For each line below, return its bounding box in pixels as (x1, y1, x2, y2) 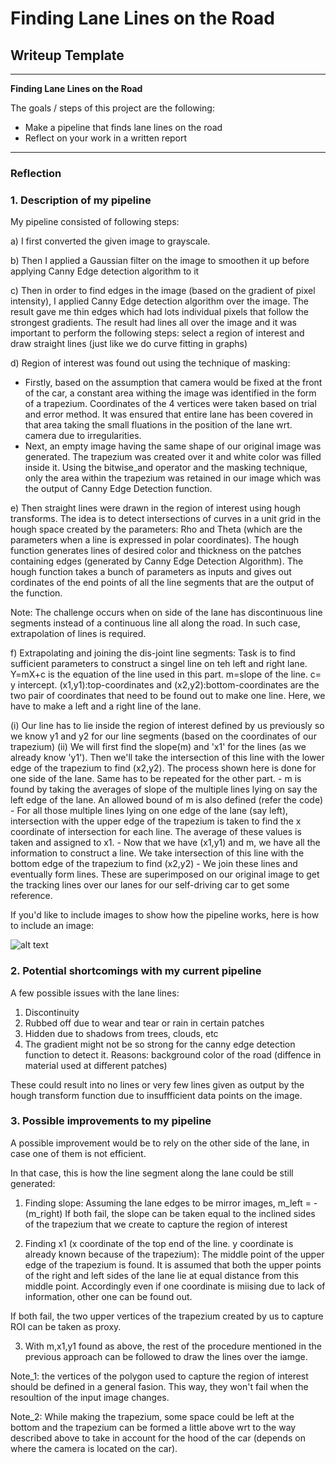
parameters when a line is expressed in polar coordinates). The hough (10, 534, 300, 546)
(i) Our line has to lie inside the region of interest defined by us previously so (10, 720, 325, 732)
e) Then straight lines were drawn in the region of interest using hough (10, 502, 301, 514)
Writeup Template (10, 47, 125, 64)
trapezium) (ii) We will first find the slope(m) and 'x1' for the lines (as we (10, 741, 307, 753)
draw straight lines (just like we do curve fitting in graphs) (10, 338, 248, 350)
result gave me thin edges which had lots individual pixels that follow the (10, 306, 309, 318)
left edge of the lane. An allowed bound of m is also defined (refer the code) (10, 794, 324, 806)
